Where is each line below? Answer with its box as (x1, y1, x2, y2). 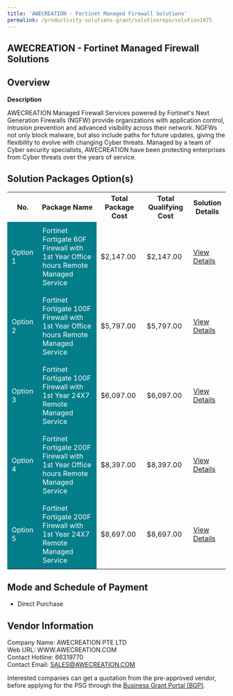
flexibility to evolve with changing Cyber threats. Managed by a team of (7, 138, 212, 146)
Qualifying (148, 202, 184, 212)
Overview (7, 77, 51, 89)
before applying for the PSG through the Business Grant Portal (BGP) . (7, 681, 206, 690)
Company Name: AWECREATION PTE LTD (7, 638, 127, 647)
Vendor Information (7, 620, 94, 631)
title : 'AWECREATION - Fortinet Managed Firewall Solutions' (7, 10, 188, 17)
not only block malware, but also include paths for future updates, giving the (7, 130, 225, 139)
